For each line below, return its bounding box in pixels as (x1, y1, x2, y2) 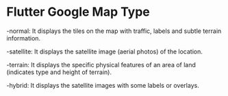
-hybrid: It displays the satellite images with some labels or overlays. (6, 81, 199, 89)
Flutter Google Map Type (6, 4, 150, 20)
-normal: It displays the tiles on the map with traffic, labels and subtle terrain (6, 27, 222, 35)
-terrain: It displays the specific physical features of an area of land (6, 60, 197, 69)
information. (6, 34, 41, 42)
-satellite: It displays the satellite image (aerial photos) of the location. (6, 47, 203, 56)
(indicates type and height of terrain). (6, 68, 112, 76)
